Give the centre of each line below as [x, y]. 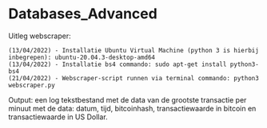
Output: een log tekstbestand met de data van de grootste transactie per [128, 99]
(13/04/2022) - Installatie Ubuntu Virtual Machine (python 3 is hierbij [134, 50]
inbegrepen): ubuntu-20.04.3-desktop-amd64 [82, 57]
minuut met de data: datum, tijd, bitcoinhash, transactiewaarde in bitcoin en [132, 108]
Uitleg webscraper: [40, 36]
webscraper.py [32, 85]
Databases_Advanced [83, 14]
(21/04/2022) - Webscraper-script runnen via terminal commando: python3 [134, 78]
